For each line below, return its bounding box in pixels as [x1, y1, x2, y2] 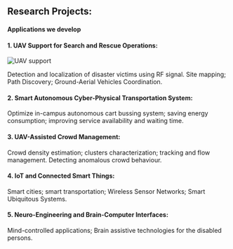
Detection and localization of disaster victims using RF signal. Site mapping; [7, 70, 227, 79]
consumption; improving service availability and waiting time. [7, 117, 184, 125]
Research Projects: [7, 6, 93, 17]
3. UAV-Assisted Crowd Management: [7, 132, 121, 141]
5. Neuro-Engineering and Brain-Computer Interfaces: [7, 211, 168, 219]
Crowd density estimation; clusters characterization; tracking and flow [7, 148, 211, 157]
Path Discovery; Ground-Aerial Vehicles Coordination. [7, 78, 163, 86]
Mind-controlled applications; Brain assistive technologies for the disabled [7, 227, 222, 234]
